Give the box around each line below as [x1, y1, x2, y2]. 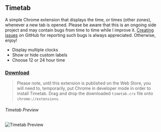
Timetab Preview [5, 107, 39, 113]
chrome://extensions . [16, 96, 59, 101]
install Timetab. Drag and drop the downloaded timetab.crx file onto [16, 91, 153, 97]
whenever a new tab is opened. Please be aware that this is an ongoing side [5, 22, 157, 28]
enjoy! [5, 37, 17, 43]
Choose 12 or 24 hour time [12, 57, 65, 63]
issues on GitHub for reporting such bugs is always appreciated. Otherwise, [5, 32, 156, 38]
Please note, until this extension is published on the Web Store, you [16, 80, 151, 86]
